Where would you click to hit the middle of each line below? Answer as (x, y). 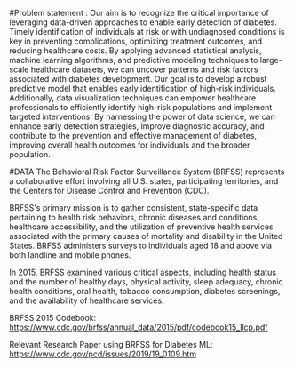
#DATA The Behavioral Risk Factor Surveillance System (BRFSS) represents (147, 172)
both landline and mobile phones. (70, 255)
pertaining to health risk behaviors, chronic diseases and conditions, (134, 217)
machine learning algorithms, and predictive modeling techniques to (134, 60)
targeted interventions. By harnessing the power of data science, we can (142, 116)
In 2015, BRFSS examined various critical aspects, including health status (143, 272)
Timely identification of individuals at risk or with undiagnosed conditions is (147, 32)
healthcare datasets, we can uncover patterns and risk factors (144, 69)
